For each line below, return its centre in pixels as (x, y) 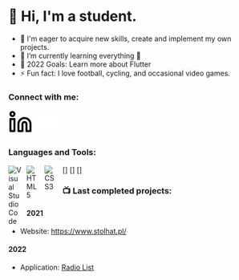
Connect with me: (44, 97)
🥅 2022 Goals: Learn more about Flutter (85, 64)
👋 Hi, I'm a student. (73, 16)
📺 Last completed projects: (117, 191)
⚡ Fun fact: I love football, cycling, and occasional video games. (125, 73)
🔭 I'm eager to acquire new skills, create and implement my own (126, 39)
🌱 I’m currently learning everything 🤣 (81, 55)
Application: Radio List (57, 267)
